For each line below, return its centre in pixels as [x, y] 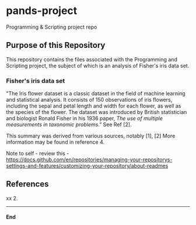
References [27, 184]
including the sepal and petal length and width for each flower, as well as [94, 106]
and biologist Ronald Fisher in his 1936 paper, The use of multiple [85, 119]
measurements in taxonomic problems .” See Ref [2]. [69, 124]
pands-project [42, 11]
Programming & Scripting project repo [52, 27]
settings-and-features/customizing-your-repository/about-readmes [87, 166]
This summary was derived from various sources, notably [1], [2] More [91, 136]
